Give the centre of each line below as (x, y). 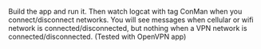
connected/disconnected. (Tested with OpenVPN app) (97, 36)
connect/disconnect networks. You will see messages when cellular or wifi (131, 20)
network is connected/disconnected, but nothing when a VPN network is (128, 28)
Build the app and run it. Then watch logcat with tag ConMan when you (125, 11)
